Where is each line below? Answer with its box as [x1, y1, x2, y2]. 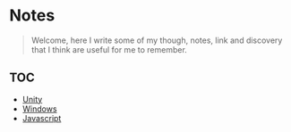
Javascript [21, 112, 62, 123]
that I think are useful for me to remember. [30, 44, 188, 54]
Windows [21, 103, 57, 114]
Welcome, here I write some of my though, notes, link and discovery [30, 35, 283, 45]
